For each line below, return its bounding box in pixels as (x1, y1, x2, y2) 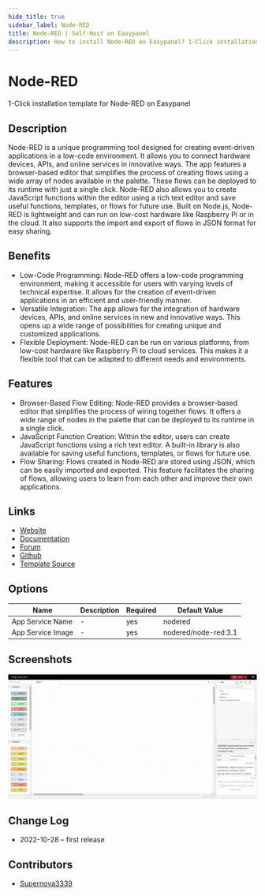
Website (19, 526, 47, 535)
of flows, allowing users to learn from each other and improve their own (19, 474, 252, 483)
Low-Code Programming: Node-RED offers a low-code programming (19, 270, 244, 279)
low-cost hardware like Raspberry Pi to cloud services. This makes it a (19, 346, 248, 355)
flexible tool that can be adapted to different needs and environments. (19, 354, 247, 363)
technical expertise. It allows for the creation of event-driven (19, 287, 217, 296)
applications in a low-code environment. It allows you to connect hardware (8, 151, 251, 160)
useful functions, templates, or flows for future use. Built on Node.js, (8, 201, 230, 211)
